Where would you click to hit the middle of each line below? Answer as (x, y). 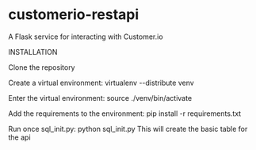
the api (19, 137)
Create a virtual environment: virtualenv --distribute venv (101, 83)
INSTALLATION (33, 52)
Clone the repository (42, 67)
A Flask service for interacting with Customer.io (86, 37)
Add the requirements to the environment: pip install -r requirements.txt (125, 113)
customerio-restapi (74, 15)
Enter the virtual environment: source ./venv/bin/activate (100, 98)
